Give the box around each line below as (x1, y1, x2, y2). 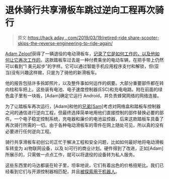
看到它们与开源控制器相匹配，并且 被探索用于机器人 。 (9, 168, 120, 174)
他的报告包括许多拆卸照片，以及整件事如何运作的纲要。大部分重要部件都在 (5, 80, 159, 86)
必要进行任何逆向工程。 (5, 128, 54, 134)
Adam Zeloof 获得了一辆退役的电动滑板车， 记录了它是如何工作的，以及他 (5, 51, 155, 57)
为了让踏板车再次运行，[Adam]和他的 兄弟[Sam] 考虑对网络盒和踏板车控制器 (5, 103, 161, 109)
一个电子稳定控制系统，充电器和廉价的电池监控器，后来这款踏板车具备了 (14, 116, 164, 122)
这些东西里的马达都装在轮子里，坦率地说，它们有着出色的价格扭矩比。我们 (5, 162, 159, 168)
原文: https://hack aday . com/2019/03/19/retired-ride (17, 35, 127, 41)
